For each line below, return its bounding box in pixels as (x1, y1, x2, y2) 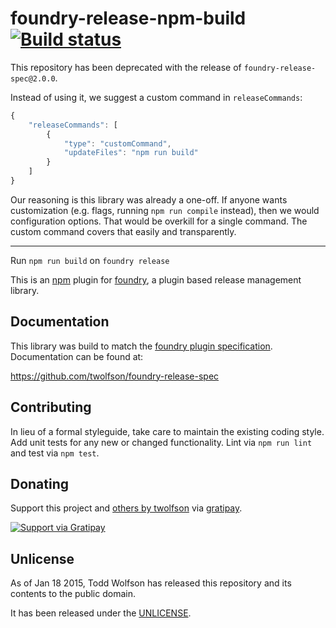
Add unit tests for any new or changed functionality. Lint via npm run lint (10, 436, 313, 448)
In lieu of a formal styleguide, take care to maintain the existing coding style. (10, 425, 325, 437)
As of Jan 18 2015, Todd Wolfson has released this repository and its (10, 577, 292, 589)
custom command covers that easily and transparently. (10, 225, 237, 237)
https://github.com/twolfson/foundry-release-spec (10, 370, 220, 382)
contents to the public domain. (10, 588, 136, 600)
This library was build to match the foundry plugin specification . (10, 340, 273, 352)
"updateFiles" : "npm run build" (63, 148, 199, 158)
